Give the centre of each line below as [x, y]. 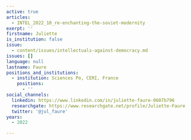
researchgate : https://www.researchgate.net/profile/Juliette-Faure [98, 106]
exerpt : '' [20, 28]
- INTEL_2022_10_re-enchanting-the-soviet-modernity [78, 23]
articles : [19, 17]
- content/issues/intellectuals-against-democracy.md [80, 51]
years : [14, 117]
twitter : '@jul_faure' [40, 111]
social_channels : [28, 95]
